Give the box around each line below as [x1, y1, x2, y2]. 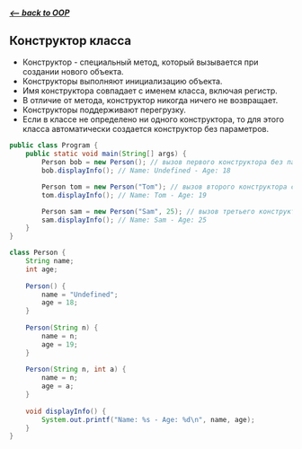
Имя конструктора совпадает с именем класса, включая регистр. [22, 85, 279, 96]
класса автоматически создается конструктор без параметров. [22, 124, 270, 135]
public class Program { [9, 141, 99, 150]
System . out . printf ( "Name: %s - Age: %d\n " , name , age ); [41, 415, 255, 424]
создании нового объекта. [22, 66, 124, 77]
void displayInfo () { [25, 407, 106, 416]
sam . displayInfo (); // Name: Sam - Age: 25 [41, 216, 207, 224]
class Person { [9, 248, 67, 258]
